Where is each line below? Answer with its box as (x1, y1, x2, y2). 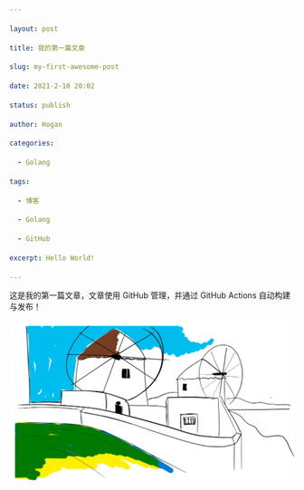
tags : (9, 177, 30, 186)
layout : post (9, 24, 59, 34)
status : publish (9, 101, 71, 110)
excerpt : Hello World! (9, 254, 95, 263)
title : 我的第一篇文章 (9, 43, 86, 53)
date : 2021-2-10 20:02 (9, 82, 95, 91)
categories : (9, 139, 54, 149)
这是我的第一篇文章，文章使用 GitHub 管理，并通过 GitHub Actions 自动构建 (9, 290, 291, 301)
